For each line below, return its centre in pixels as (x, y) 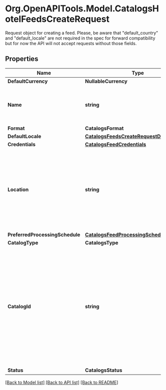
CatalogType (23, 243)
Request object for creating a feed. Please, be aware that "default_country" (82, 33)
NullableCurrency (106, 81)
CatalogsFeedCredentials (116, 144)
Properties (22, 59)
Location (18, 190)
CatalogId (19, 306)
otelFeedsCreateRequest (57, 19)
